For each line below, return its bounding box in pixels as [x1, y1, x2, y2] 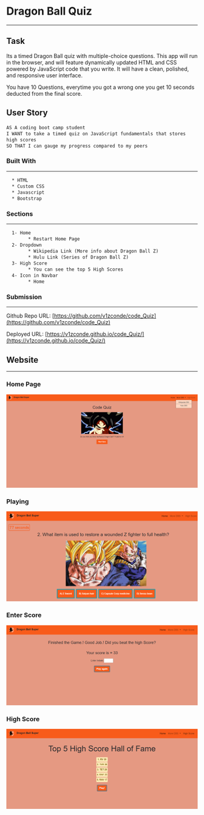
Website [6, 355, 38, 365]
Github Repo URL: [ [6, 312, 55, 319]
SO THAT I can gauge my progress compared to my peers [6, 143, 148, 149]
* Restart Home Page [28, 236, 80, 242]
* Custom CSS [12, 183, 45, 190]
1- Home [12, 230, 32, 236]
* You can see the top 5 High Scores [28, 266, 123, 272]
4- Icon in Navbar [12, 272, 59, 279]
